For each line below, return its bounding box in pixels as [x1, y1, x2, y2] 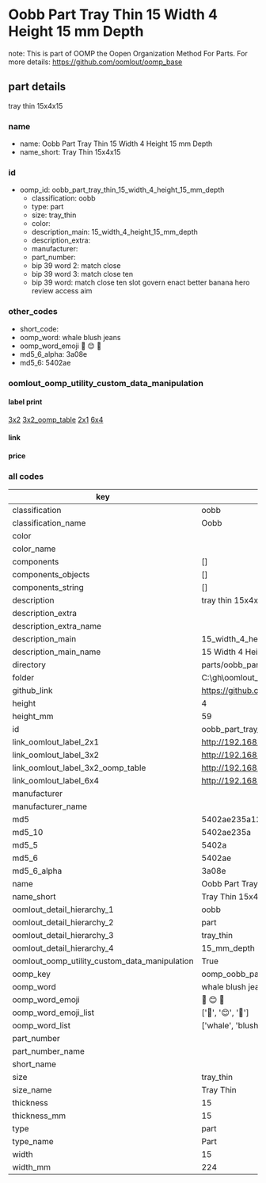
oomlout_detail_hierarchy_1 [12, 904, 114, 915]
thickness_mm [12, 1110, 66, 1121]
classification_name [12, 518, 86, 529]
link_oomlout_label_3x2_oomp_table [12, 763, 146, 774]
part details [8, 80, 66, 94]
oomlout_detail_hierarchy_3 [12, 930, 114, 941]
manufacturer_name [12, 801, 88, 812]
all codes [8, 470, 44, 481]
